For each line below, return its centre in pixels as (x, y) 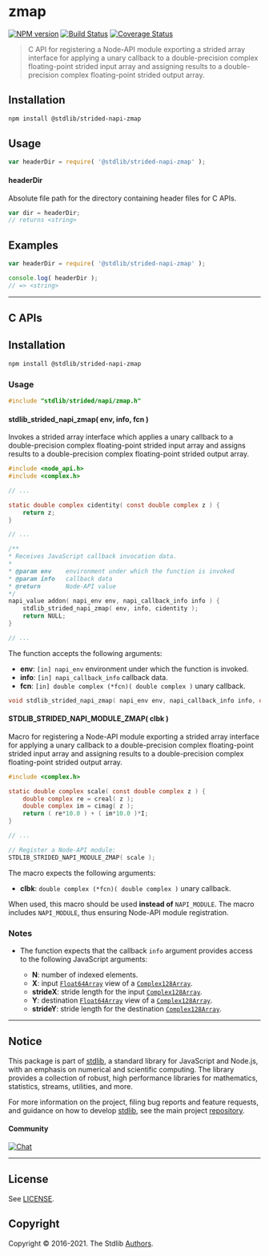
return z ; (39, 513)
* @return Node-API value (62, 586)
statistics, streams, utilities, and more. (71, 1086)
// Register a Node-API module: (62, 850)
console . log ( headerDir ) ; (53, 278)
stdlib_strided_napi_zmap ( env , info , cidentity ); (110, 609)
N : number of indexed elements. (85, 975)
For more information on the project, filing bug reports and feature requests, (133, 1102)
